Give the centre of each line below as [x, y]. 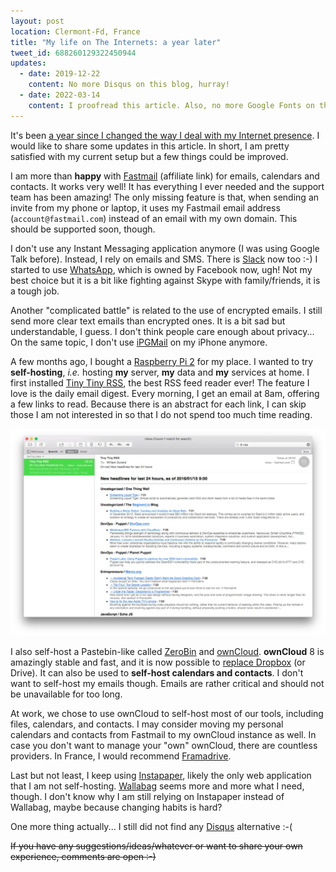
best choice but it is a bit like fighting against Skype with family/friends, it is [165, 280]
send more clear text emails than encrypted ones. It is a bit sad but [148, 321]
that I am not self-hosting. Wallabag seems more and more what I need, [157, 786]
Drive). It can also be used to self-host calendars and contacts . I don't [157, 672]
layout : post [37, 21]
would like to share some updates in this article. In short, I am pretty [150, 146]
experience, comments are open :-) [83, 856]
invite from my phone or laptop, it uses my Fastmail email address [145, 207]
